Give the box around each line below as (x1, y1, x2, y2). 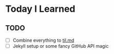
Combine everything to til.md (12, 37, 74, 43)
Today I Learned (5, 3, 75, 15)
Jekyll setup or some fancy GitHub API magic (12, 43, 109, 49)
